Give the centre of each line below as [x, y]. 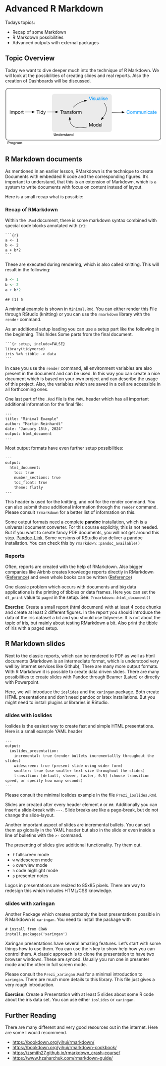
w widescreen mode [32, 860]
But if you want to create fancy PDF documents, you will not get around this [82, 532]
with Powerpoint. [22, 682]
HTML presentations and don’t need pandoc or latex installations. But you [80, 697]
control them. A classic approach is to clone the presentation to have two [80, 954]
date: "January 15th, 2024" [34, 429]
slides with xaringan [30, 903]
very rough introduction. [30, 985]
